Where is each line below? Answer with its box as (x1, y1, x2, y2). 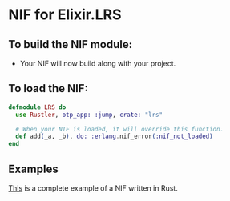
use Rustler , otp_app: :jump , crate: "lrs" (15, 111, 163, 119)
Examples (8, 162, 59, 175)
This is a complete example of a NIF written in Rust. (8, 183, 178, 193)
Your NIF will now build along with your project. (19, 58, 176, 68)
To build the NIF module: (8, 38, 133, 51)
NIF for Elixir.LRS (8, 6, 122, 24)
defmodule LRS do (8, 103, 67, 111)
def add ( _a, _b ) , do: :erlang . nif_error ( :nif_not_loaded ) (15, 132, 214, 141)
